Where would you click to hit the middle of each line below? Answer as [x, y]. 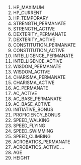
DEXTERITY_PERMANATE [40, 34]
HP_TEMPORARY [31, 18]
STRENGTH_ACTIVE [34, 29]
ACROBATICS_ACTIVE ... [38, 147]
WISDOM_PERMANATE [37, 66]
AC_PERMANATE [30, 88]
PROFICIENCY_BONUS [37, 115]
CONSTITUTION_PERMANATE [44, 45]
